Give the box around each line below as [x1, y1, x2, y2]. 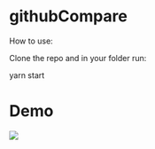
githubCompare [9, 6, 128, 27]
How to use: [9, 35, 53, 46]
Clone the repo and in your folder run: [9, 52, 147, 63]
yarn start [9, 69, 45, 81]
